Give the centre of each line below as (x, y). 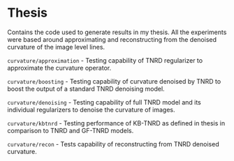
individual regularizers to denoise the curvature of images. (91, 109)
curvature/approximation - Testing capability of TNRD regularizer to (105, 60)
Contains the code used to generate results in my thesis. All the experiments (117, 32)
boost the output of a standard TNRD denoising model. (86, 89)
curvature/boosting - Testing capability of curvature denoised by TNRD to (114, 81)
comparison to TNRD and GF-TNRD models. (71, 130)
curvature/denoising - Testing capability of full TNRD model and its (104, 102)
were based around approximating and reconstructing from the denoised (112, 39)
